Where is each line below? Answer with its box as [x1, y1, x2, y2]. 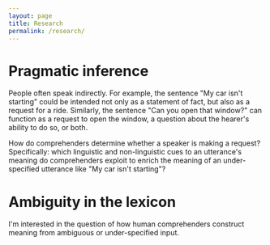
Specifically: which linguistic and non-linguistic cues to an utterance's [8, 147, 242, 157]
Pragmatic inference [8, 61, 149, 80]
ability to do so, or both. [8, 123, 88, 133]
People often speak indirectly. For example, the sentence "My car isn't [8, 88, 243, 98]
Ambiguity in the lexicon [8, 192, 177, 211]
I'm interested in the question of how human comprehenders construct [8, 219, 245, 229]
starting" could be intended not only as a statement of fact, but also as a [8, 97, 250, 107]
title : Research [8, 19, 63, 27]
